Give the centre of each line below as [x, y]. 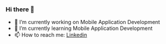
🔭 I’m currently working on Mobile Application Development [87, 22]
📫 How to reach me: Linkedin [51, 35]
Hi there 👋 [20, 9]
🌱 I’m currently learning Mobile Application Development [83, 28]
